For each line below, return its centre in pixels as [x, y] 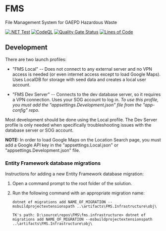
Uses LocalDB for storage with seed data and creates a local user [79, 79]
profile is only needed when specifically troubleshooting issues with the [78, 125]
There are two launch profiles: [36, 59]
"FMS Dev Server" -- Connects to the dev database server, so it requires [86, 94]
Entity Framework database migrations [53, 163]
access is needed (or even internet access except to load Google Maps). [86, 74]
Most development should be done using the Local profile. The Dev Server [81, 120]
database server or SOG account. [39, 130]
